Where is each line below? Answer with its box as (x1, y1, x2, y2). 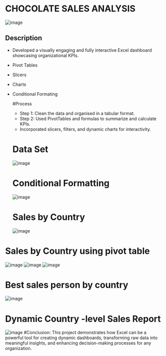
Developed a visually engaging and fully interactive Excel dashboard (12, 47, 152, 53)
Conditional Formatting (12, 177, 110, 189)
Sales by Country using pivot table (5, 245, 150, 256)
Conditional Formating (12, 91, 58, 97)
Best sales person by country (5, 279, 129, 290)
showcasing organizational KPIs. (12, 52, 79, 58)
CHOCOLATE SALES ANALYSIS (5, 3, 136, 14)
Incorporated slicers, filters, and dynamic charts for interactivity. (19, 126, 151, 132)
